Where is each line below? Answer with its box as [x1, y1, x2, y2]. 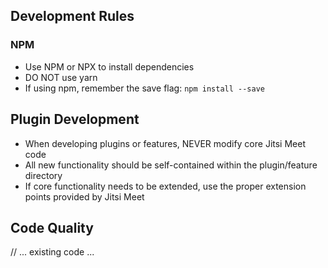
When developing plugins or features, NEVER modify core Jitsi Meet [24, 137, 306, 149]
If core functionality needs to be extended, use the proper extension [24, 180, 307, 192]
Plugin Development [10, 111, 140, 128]
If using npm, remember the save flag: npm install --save [24, 82, 265, 94]
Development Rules [10, 8, 135, 25]
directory [24, 169, 63, 181]
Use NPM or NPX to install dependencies [24, 60, 195, 73]
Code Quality [10, 219, 94, 236]
